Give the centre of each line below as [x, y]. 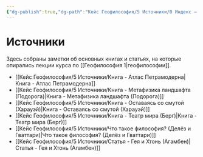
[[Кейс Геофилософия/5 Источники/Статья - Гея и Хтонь [88, 141]
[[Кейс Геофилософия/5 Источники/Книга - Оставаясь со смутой [99, 102]
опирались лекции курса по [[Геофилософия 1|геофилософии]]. [89, 65]
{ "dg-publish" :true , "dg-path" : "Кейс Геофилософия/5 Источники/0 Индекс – [102, 12]
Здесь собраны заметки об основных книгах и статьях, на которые [94, 59]
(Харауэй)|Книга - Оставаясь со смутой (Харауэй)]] [82, 109]
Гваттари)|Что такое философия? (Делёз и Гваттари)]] [85, 135]
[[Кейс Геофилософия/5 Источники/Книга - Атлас [79, 77]
